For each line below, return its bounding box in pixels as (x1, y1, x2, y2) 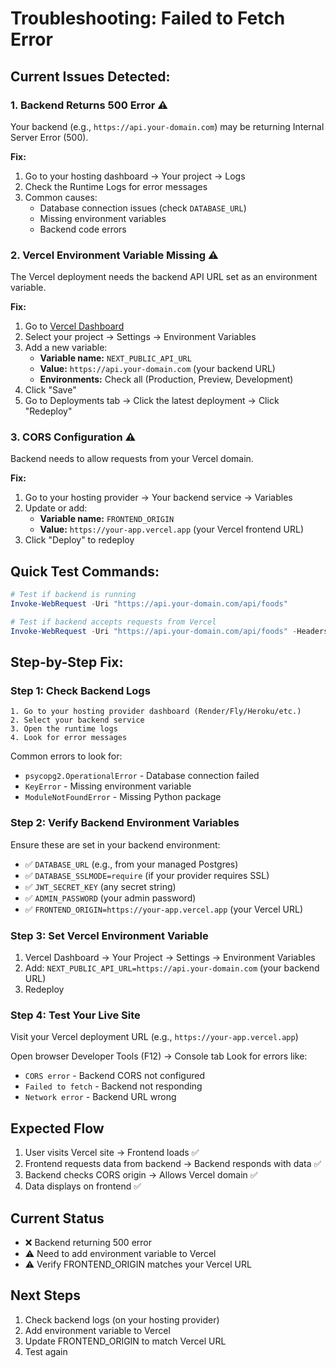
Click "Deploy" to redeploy (24, 534, 135, 546)
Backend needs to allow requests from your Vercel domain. (10, 453, 254, 465)
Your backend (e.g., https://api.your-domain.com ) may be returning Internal (10, 120, 325, 132)
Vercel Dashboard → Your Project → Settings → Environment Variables (24, 952, 316, 964)
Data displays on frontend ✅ (24, 1180, 142, 1192)
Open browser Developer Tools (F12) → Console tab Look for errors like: (10, 1050, 308, 1062)
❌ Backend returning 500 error (24, 1236, 152, 1248)
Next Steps (10, 1287, 81, 1304)
